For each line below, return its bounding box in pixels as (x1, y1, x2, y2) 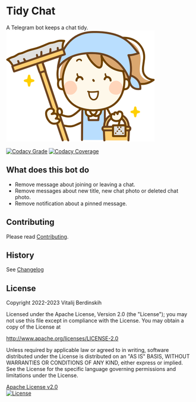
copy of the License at (6, 323, 61, 330)
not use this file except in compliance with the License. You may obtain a (6, 317, 184, 324)
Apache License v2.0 (6, 384, 58, 391)
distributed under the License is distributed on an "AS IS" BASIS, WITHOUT (6, 353, 190, 360)
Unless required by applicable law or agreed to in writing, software (6, 347, 169, 354)
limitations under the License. (6, 372, 78, 379)
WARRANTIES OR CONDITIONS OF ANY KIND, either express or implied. (6, 359, 183, 366)
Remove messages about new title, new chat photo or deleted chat (14, 187, 179, 194)
